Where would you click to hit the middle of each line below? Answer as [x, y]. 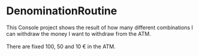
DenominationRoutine [62, 11]
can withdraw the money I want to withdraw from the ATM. [79, 33]
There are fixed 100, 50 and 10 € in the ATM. [61, 46]
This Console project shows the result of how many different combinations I [100, 27]
